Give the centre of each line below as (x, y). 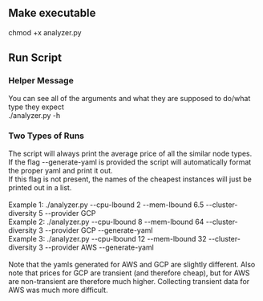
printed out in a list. (40, 187)
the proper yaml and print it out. (61, 170)
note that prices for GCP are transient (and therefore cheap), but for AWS (129, 273)
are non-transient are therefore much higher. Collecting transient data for (129, 281)
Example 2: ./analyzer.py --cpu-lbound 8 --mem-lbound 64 (106, 222)
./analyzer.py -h (34, 115)
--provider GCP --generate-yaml (99, 230)
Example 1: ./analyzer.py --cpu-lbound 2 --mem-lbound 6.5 (106, 205)
